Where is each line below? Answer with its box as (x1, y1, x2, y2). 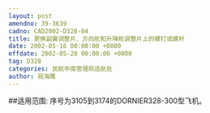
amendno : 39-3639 (8, 20, 67, 28)
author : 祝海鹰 (8, 72, 56, 80)
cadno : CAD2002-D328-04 (8, 27, 89, 35)
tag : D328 (8, 58, 42, 66)
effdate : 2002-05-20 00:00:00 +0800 (8, 50, 132, 58)
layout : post (8, 11, 53, 20)
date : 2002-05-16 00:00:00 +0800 (8, 42, 122, 50)
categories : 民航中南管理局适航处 (8, 65, 113, 73)
